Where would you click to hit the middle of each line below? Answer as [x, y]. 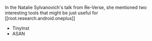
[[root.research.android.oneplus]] [40, 18]
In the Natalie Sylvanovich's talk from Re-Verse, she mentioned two [76, 7]
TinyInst [21, 28]
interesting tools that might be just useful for [51, 13]
